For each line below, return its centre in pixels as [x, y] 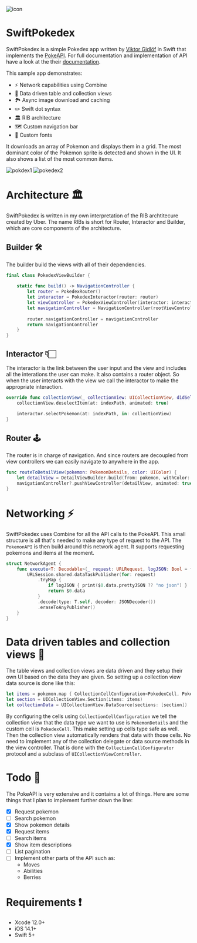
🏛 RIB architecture [38, 117]
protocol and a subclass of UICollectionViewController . [74, 753]
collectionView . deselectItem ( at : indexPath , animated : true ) [93, 403]
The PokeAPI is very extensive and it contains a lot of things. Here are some [98, 794]
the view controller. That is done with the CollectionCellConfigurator [90, 747]
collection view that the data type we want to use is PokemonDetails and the [97, 722]
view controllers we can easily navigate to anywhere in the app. [83, 462]
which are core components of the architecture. [64, 228]
